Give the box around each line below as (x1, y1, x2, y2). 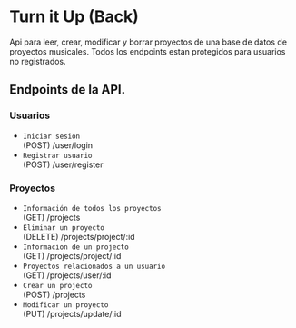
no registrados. (9, 55, 66, 66)
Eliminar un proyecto (22, 223, 104, 233)
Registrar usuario (22, 151, 93, 160)
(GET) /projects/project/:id (22, 250, 122, 261)
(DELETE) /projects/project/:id (22, 231, 135, 242)
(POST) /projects (22, 289, 86, 300)
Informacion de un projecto (22, 243, 129, 252)
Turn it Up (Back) (9, 6, 139, 27)
